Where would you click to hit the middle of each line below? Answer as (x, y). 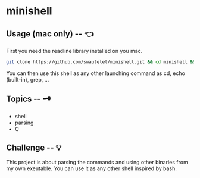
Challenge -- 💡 (34, 148)
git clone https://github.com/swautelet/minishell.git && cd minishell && (101, 62)
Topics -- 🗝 (28, 99)
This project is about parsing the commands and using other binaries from (97, 162)
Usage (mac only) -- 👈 (50, 34)
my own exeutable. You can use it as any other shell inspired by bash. (92, 168)
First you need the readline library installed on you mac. (74, 51)
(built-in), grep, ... (28, 79)
